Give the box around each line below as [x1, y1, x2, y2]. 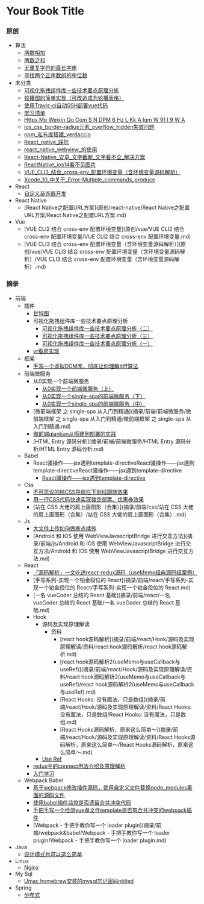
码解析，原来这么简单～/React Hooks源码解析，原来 [60, 741, 188, 748]
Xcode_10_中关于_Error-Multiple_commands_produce [23, 176, 155, 183]
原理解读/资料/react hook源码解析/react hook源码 [60, 643, 182, 650]
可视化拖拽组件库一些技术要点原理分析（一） [42, 339, 153, 347]
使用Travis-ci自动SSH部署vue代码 [23, 102, 108, 109]
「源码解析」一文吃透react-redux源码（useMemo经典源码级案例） [32, 568, 198, 576]
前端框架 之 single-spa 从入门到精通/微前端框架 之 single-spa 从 [32, 415, 191, 422]
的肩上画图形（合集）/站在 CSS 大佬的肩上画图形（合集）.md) [32, 510, 187, 518]
